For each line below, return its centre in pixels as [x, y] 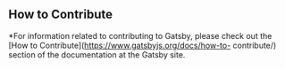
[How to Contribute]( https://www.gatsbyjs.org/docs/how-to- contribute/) [142, 45]
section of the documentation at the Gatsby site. [97, 54]
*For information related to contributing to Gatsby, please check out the [140, 35]
